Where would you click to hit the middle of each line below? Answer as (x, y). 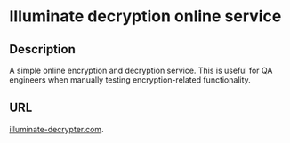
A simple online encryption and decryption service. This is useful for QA (141, 70)
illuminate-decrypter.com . (56, 129)
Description (42, 49)
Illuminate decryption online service (145, 16)
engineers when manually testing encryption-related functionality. (130, 80)
